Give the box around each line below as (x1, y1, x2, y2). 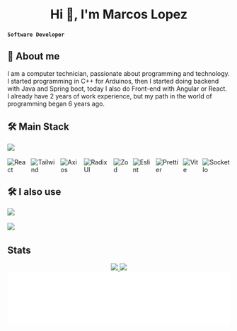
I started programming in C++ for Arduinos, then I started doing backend (7, 77, 219, 85)
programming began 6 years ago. (7, 99, 105, 108)
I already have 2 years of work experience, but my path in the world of (7, 91, 212, 100)
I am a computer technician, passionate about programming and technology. (7, 69, 230, 77)
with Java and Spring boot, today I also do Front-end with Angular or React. (7, 84, 228, 93)
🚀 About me (7, 50, 60, 62)
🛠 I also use (7, 186, 62, 198)
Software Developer (7, 31, 65, 38)
